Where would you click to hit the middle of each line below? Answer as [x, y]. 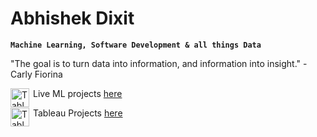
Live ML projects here [78, 93]
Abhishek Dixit [72, 18]
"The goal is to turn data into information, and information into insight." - [159, 63]
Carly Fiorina [36, 74]
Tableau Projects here [78, 113]
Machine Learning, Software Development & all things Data [136, 45]
